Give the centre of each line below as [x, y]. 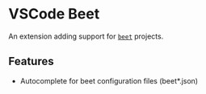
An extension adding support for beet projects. [86, 36]
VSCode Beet [54, 14]
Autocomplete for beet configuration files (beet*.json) [109, 80]
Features [31, 61]
